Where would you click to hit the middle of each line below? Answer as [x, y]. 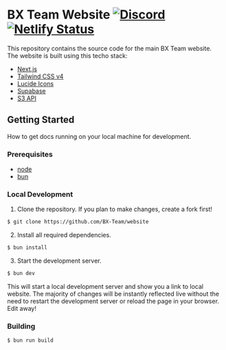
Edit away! [22, 308]
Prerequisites [30, 154]
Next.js [27, 69]
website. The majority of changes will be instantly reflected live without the [113, 294]
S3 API [26, 98]
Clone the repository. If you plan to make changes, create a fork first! [115, 209]
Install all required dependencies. [64, 235]
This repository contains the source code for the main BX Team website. [109, 48]
